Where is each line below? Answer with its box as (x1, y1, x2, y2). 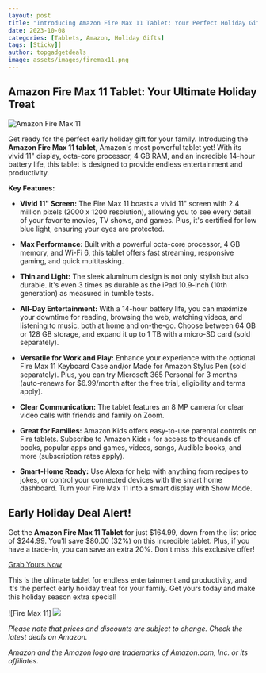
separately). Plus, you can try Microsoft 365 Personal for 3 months (19, 370, 237, 379)
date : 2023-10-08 (8, 26, 66, 34)
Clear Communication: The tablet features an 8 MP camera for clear (19, 402, 245, 411)
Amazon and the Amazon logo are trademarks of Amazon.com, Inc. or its (8, 648, 248, 657)
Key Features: (8, 183, 55, 193)
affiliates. (8, 656, 40, 665)
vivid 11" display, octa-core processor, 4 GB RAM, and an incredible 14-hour (8, 151, 256, 160)
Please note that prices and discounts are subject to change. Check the (8, 624, 243, 633)
